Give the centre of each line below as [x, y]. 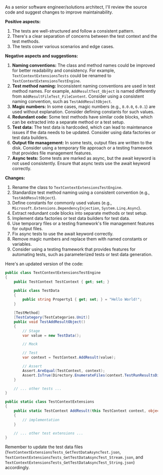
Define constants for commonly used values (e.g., [62, 203]
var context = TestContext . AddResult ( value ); [69, 357]
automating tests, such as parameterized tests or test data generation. [82, 254]
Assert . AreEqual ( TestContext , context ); [64, 371]
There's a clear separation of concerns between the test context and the [85, 36]
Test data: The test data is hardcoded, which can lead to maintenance [82, 127]
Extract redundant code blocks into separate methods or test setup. [80, 213]
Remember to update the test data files [44, 447]
